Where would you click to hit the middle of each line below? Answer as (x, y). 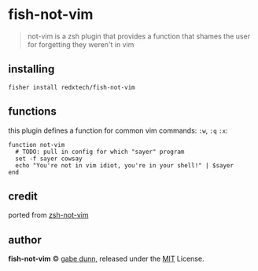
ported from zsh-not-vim (48, 215)
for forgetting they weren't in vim (81, 44)
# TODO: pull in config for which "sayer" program (100, 152)
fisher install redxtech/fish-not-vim (72, 87)
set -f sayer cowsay (49, 159)
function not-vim (37, 145)
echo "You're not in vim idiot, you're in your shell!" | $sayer (125, 165)
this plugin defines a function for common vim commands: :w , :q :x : (118, 130)
